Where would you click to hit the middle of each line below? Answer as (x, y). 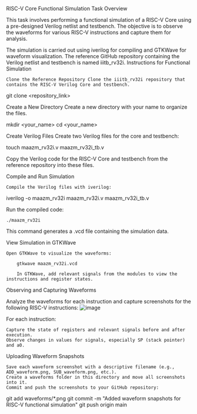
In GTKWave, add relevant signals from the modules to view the (97, 274)
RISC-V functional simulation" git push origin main (67, 405)
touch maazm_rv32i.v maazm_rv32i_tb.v (55, 147)
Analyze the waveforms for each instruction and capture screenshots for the (98, 301)
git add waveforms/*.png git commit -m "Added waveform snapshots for (94, 398)
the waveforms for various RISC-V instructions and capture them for (89, 32)
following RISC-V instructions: (42, 308)
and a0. (16, 345)
